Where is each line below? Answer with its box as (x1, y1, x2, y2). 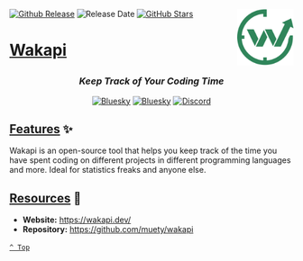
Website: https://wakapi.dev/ (22, 214, 132, 225)
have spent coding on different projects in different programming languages (9, 155, 291, 166)
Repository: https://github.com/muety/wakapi (22, 224, 194, 235)
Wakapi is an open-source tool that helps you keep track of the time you (9, 145, 278, 157)
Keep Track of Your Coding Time (78, 75, 225, 87)
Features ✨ (9, 121, 73, 137)
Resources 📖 (9, 190, 82, 206)
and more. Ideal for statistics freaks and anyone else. (9, 165, 207, 175)
